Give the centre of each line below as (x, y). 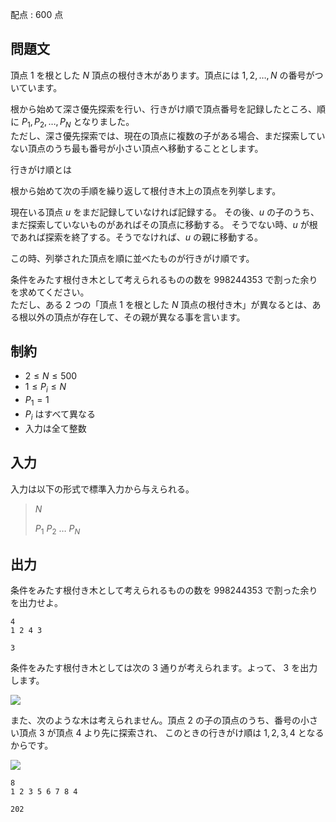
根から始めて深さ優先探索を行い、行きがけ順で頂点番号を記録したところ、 (163, 109)
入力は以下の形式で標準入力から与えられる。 (102, 489)
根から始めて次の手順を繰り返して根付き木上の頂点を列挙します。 (146, 190)
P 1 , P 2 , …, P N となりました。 (78, 122)
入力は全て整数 (55, 428)
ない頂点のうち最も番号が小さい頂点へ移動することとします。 (137, 148)
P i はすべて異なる (60, 415)
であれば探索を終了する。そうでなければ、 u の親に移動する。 (137, 237)
